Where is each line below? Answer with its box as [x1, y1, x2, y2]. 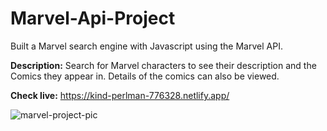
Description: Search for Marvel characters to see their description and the [10, 59, 317, 71]
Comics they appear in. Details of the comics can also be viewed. [10, 70, 280, 82]
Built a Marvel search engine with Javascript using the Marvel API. [10, 40, 283, 52]
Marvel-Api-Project [10, 7, 176, 30]
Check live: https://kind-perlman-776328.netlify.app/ [10, 89, 230, 101]
